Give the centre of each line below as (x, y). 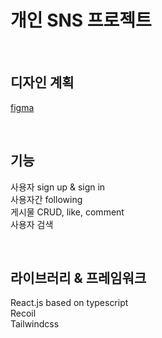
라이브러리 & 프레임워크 (78, 277)
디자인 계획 (42, 82)
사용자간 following (46, 199)
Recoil (23, 313)
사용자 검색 (32, 224)
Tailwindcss (35, 324)
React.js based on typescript (69, 303)
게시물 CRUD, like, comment (67, 212)
